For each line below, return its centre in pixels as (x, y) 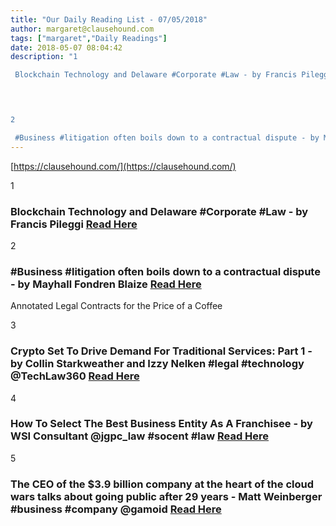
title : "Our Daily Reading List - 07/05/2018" (109, 19)
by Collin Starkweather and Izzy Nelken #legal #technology (157, 364)
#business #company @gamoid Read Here (116, 509)
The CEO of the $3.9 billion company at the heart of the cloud (162, 484)
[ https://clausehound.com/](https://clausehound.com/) (123, 166)
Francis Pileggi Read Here (74, 224)
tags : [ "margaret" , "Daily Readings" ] (89, 38)
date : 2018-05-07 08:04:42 (66, 47)
